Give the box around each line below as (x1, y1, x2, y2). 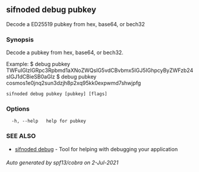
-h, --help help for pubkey (11, 118, 86, 124)
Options (6, 105, 30, 113)
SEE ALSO (6, 132, 36, 140)
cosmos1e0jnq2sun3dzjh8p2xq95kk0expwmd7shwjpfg (6, 80, 141, 87)
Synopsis (6, 35, 34, 43)
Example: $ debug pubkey (6, 61, 70, 68)
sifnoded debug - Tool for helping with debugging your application (14, 145, 178, 152)
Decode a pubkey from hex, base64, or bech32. (6, 49, 124, 56)
